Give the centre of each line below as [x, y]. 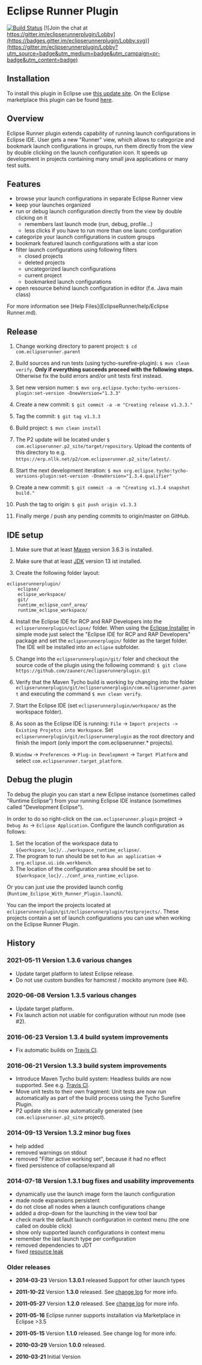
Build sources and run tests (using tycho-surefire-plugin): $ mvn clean [103, 363]
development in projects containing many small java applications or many [98, 158]
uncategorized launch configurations [70, 269]
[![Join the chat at [66, 28]
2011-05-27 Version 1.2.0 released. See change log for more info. [97, 1304]
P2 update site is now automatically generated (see [79, 1111]
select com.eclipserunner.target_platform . [69, 761]
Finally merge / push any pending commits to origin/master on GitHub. [103, 516]
